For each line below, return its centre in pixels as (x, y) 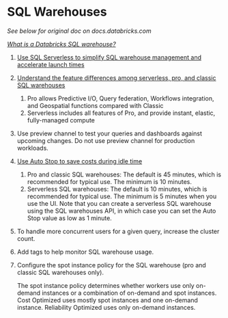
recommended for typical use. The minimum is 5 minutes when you (122, 196)
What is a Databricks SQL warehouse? (61, 44)
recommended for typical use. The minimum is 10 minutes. (110, 181)
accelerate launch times (51, 64)
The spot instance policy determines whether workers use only (105, 285)
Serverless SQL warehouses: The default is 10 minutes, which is (117, 189)
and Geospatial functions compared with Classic (95, 105)
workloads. (33, 148)
